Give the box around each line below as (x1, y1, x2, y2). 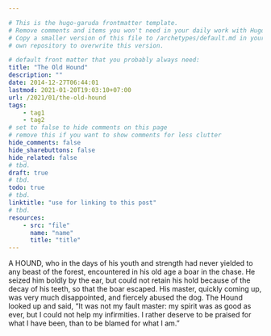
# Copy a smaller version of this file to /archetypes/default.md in (8, 34, 248, 42)
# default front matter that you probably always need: (8, 56, 200, 65)
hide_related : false (8, 153, 78, 162)
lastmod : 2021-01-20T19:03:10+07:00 (8, 86, 131, 94)
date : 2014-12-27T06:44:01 (8, 78, 99, 86)
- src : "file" (23, 221, 70, 229)
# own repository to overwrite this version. (8, 41, 164, 49)
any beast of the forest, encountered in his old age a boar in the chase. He (8, 267, 256, 277)
